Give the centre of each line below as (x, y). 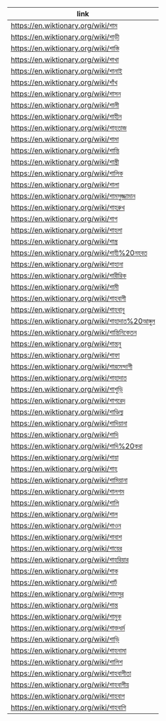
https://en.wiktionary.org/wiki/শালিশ (67, 662)
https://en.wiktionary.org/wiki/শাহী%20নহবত (79, 253)
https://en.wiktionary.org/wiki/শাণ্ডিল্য (67, 412)
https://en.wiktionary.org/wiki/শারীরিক (69, 276)
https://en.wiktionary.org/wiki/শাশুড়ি (67, 389)
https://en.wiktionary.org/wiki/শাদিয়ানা (69, 423)
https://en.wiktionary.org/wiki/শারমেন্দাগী (71, 366)
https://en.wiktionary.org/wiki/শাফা (65, 355)
